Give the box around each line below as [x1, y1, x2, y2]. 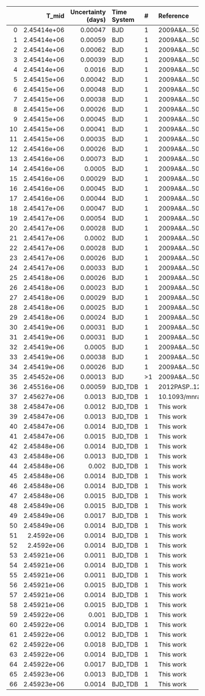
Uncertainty [70, 8, 106, 16]
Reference [158, 12, 189, 20]
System [112, 15, 135, 24]
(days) [86, 15, 106, 24]
